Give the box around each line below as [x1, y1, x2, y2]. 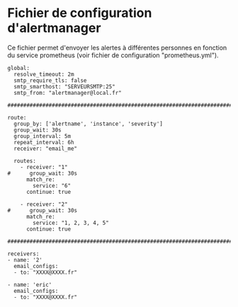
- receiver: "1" [20, 163, 69, 170]
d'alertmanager [7, 20, 101, 36]
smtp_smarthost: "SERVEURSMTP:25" [13, 83, 115, 90]
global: [7, 64, 30, 71]
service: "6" [33, 182, 72, 189]
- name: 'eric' [7, 281, 52, 288]
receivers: [7, 250, 40, 257]
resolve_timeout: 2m [13, 71, 74, 78]
